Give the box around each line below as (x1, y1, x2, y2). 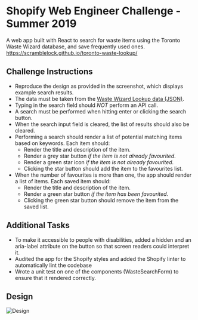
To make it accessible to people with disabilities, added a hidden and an (14, 236, 192, 243)
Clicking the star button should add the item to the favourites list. (23, 165, 183, 172)
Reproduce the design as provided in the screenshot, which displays (14, 82, 184, 90)
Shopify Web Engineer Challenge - (6, 4, 181, 18)
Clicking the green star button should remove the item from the (23, 196, 179, 204)
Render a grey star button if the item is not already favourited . (23, 152, 176, 159)
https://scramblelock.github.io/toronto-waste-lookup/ (6, 49, 138, 56)
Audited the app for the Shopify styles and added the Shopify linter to (14, 255, 186, 262)
